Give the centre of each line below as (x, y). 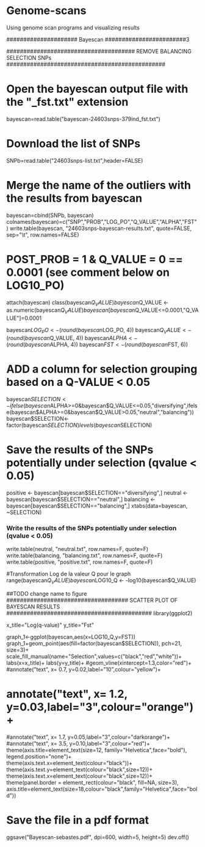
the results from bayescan (74, 198)
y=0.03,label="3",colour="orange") (100, 707)
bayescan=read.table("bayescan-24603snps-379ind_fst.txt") (83, 119)
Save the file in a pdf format (78, 820)
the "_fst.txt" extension (67, 102)
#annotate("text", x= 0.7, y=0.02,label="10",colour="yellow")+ (84, 670)
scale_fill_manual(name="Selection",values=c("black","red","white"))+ (94, 657)
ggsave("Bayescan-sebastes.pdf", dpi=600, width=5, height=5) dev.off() (98, 837)
